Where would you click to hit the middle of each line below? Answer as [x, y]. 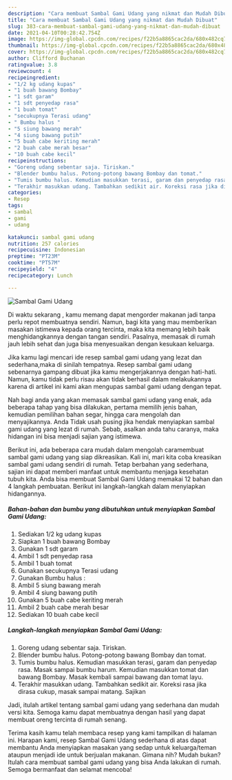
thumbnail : [23, 45]
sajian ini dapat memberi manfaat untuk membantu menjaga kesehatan [108, 472]
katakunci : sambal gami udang [51, 237]
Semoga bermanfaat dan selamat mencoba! [70, 769]
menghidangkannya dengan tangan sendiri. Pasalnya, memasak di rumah [112, 336]
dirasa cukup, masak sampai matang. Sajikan [82, 691]
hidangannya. [27, 494]
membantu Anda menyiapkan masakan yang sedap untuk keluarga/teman [112, 747]
